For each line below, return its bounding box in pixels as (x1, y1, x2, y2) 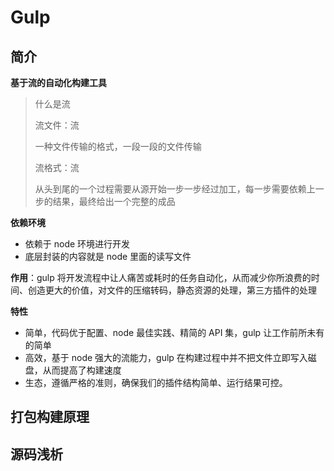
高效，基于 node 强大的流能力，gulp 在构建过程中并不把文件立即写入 (24, 352, 308, 363)
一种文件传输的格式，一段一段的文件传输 (34, 141, 202, 152)
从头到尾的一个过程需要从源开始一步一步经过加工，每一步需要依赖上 (34, 183, 316, 195)
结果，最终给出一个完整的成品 (52, 196, 176, 207)
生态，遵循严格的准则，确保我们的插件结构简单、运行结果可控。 (24, 377, 288, 388)
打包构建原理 (10, 409, 90, 426)
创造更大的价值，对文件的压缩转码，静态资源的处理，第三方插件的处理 (27, 284, 317, 296)
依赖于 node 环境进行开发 (24, 238, 131, 250)
